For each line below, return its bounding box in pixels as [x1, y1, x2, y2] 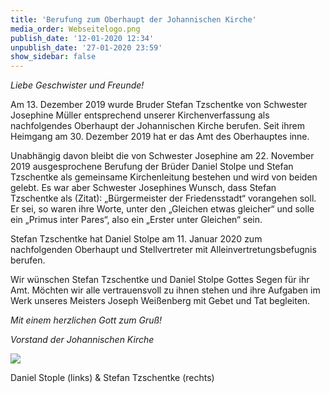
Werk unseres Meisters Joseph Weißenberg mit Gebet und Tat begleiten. [10, 295, 311, 307]
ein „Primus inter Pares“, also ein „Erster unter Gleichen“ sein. [10, 214, 263, 226]
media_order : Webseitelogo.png [10, 24, 141, 34]
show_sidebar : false [10, 52, 97, 62]
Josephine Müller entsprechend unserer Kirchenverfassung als [10, 109, 270, 121]
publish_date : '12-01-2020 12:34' [10, 33, 155, 43]
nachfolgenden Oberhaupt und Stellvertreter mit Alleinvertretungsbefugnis [10, 244, 317, 256]
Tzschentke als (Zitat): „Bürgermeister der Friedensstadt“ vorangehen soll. [10, 192, 317, 205]
